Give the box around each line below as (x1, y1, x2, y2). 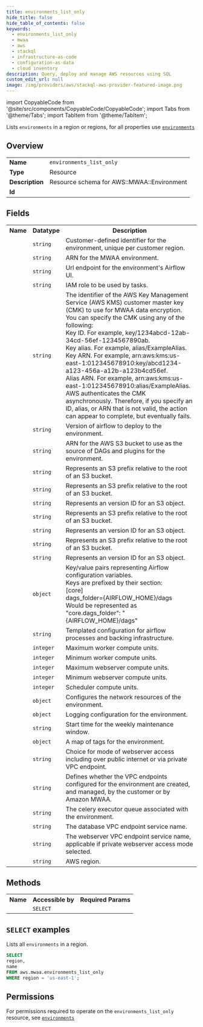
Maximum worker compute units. (65, 643, 159, 652)
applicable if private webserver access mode (65, 840, 193, 848)
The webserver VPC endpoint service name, (65, 832, 192, 840)
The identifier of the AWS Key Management (65, 290, 188, 299)
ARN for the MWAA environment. (65, 253, 159, 262)
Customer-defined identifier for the (65, 236, 167, 244)
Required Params (80, 896, 131, 904)
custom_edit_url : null (6, 76, 63, 82)
